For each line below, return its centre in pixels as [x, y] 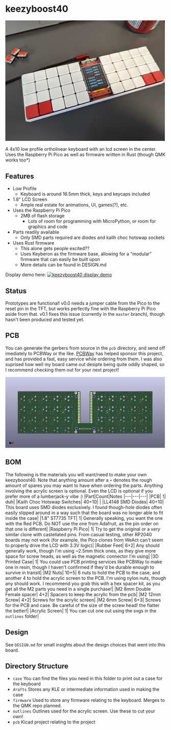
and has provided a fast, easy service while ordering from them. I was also [84, 359]
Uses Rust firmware [33, 243]
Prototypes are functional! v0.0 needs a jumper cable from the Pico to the [82, 303]
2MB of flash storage [42, 216]
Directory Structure [37, 666]
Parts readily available [36, 232]
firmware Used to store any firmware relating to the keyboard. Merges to [89, 700]
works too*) [18, 160]
